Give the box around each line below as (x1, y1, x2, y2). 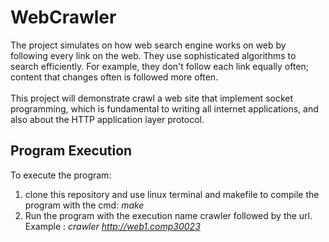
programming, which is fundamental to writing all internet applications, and (10, 102, 319, 115)
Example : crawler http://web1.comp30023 (24, 220, 201, 232)
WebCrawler (10, 6, 117, 29)
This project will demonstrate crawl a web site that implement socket (10, 92, 294, 104)
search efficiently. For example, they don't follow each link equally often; (10, 60, 310, 72)
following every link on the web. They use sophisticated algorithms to (10, 49, 297, 61)
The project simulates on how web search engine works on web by (10, 39, 287, 51)
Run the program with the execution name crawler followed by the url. (24, 209, 313, 221)
